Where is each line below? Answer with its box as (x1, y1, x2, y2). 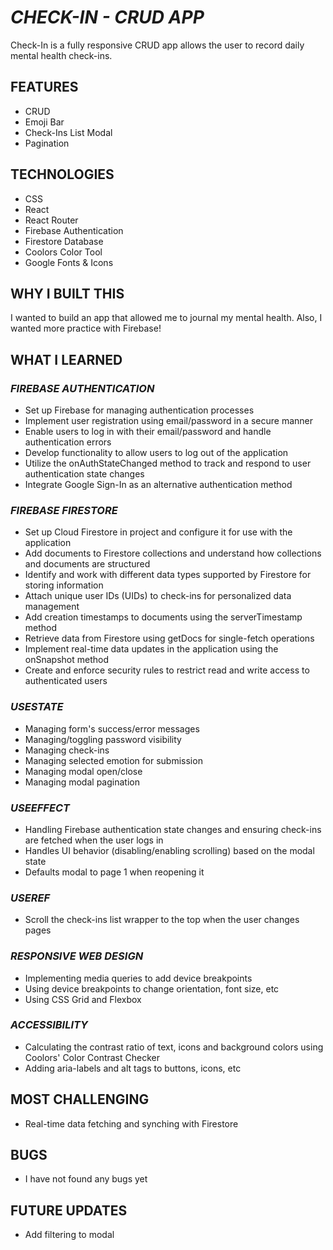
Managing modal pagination (24, 776, 140, 788)
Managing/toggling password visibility (24, 733, 182, 745)
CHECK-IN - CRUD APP (10, 6, 205, 29)
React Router (24, 214, 79, 226)
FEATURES (10, 79, 79, 96)
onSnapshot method (24, 654, 109, 666)
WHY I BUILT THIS (10, 285, 125, 302)
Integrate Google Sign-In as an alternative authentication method (24, 479, 293, 491)
